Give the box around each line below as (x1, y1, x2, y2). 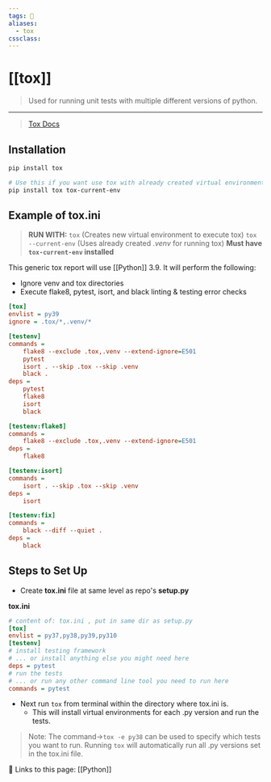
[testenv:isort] (8, 467, 63, 476)
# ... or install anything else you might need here (8, 654, 190, 662)
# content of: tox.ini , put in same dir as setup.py (8, 616, 194, 625)
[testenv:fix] (8, 511, 56, 520)
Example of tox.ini (8, 209, 101, 222)
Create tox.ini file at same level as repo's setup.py (19, 585, 190, 595)
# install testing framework (8, 647, 106, 655)
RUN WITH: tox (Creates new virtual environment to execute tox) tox (27, 230, 257, 239)
